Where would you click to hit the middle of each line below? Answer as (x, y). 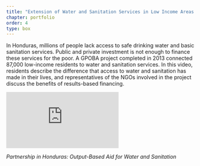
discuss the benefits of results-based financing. (65, 84)
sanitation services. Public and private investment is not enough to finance (98, 52)
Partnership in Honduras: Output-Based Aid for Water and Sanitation (91, 157)
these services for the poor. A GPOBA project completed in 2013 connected (99, 58)
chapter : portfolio (31, 17)
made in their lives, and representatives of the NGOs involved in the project (99, 77)
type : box (19, 28)
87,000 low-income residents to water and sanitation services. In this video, (99, 65)
